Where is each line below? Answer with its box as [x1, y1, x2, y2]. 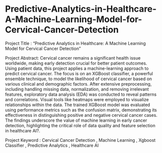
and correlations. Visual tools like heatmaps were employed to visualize [5, 96, 149, 102]
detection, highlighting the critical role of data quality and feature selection [5, 122, 156, 128]
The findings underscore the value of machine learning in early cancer [5, 117, 147, 123]
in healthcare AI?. [5, 128, 41, 133]
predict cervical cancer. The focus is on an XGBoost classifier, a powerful [5, 70, 153, 76]
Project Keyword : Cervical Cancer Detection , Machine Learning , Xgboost [5, 137, 156, 143]
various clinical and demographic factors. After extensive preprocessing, [5, 81, 152, 87]
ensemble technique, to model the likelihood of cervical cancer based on [5, 76, 152, 82]
